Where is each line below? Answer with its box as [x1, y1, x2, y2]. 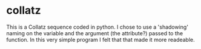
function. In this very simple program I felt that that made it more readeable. [6, 36, 195, 43]
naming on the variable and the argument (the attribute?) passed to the [6, 29, 183, 36]
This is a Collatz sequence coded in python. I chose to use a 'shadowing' [6, 23, 189, 30]
